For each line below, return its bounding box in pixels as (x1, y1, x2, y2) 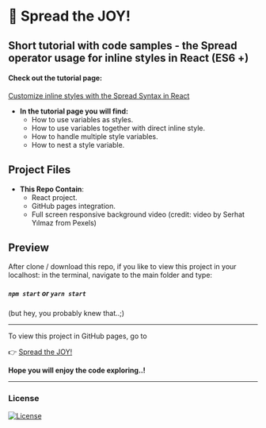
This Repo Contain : (19, 184, 85, 194)
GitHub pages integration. (31, 201, 116, 210)
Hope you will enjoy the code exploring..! (8, 365, 146, 376)
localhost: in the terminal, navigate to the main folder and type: (8, 270, 212, 280)
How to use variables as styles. (31, 114, 134, 124)
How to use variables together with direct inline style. (31, 123, 206, 133)
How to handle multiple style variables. (31, 131, 158, 141)
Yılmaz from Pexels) (31, 218, 97, 227)
